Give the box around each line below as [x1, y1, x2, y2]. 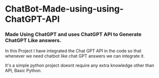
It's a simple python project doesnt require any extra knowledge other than [5, 62, 154, 68]
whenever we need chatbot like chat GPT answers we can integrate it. [5, 53, 145, 59]
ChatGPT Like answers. [5, 37, 62, 44]
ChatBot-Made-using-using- [5, 3, 124, 15]
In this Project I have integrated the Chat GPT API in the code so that [5, 48, 142, 54]
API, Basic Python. [5, 68, 42, 74]
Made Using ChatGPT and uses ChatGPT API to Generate [5, 31, 142, 38]
